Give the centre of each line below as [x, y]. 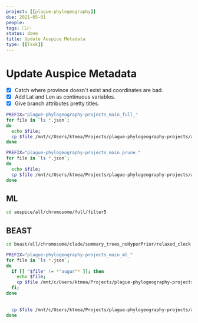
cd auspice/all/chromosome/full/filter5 [57, 212]
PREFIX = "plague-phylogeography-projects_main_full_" [72, 115]
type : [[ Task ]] [25, 45]
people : [16, 22]
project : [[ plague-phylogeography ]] [51, 12]
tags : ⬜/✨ [19, 28]
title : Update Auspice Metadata [46, 39]
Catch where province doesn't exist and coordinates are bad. [89, 90]
